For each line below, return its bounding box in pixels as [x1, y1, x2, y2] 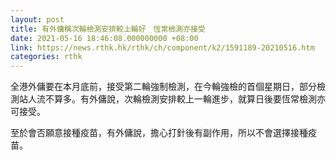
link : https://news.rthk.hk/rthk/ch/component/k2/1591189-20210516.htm [10, 42, 315, 53]
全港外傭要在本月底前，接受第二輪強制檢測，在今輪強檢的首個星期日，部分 [10, 81, 317, 93]
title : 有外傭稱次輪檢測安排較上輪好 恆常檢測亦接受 [10, 24, 206, 34]
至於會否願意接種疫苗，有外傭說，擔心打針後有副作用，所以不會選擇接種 [10, 127, 308, 139]
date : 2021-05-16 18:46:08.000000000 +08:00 [10, 33, 199, 43]
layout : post [10, 14, 65, 25]
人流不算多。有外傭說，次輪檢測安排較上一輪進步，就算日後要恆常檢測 [27, 93, 317, 105]
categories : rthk [10, 52, 83, 62]
